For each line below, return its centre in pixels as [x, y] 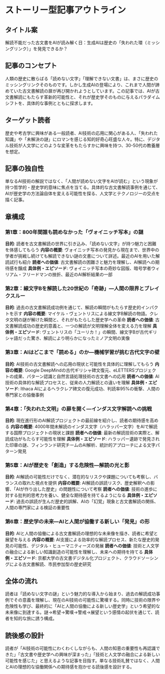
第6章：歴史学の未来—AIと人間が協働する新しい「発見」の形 [78, 522]
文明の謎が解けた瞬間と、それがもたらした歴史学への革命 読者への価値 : [82, 320]
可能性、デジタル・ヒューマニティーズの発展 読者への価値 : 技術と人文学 [86, 545]
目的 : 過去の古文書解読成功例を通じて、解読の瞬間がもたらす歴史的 [73, 307]
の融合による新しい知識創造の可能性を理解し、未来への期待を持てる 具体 [79, 552]
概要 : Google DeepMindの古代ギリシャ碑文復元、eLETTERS [74, 370]
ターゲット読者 [28, 120]
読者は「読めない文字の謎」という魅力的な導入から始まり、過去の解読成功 [81, 594]
